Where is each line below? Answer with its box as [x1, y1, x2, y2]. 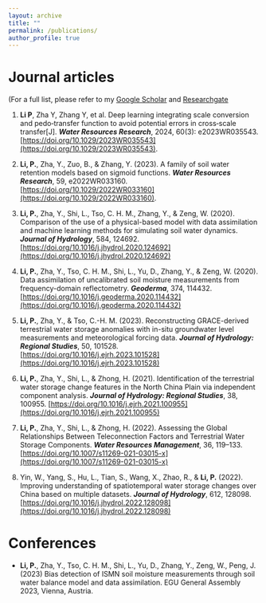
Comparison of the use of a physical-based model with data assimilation [19, 217, 258, 227]
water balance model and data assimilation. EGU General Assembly [19, 577, 241, 587]
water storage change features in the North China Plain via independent [19, 382, 256, 392]
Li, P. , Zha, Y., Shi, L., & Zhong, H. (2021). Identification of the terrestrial [19, 374, 255, 384]
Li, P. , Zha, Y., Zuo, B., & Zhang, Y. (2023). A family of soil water [19, 160, 229, 169]
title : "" [8, 19, 41, 27]
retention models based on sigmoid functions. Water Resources [19, 168, 231, 178]
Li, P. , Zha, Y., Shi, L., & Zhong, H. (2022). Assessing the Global [19, 424, 228, 433]
